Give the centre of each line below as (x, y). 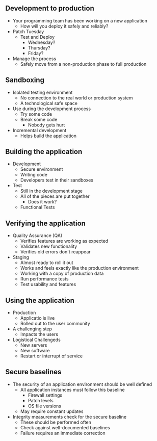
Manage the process (34, 59)
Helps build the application (48, 136)
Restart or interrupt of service (51, 356)
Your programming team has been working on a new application (80, 20)
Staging (21, 257)
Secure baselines (33, 372)
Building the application (44, 152)
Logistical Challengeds (37, 340)
